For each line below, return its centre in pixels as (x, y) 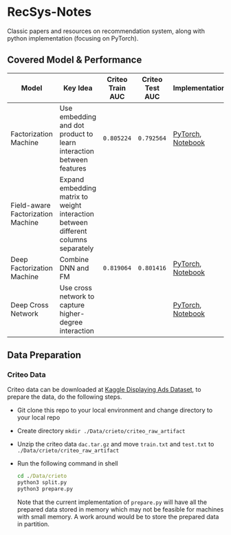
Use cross (76, 287)
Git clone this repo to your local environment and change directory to (115, 411)
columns (73, 239)
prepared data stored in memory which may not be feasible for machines (120, 510)
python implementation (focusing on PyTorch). (73, 38)
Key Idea (78, 88)
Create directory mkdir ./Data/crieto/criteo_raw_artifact (101, 431)
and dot (72, 125)
